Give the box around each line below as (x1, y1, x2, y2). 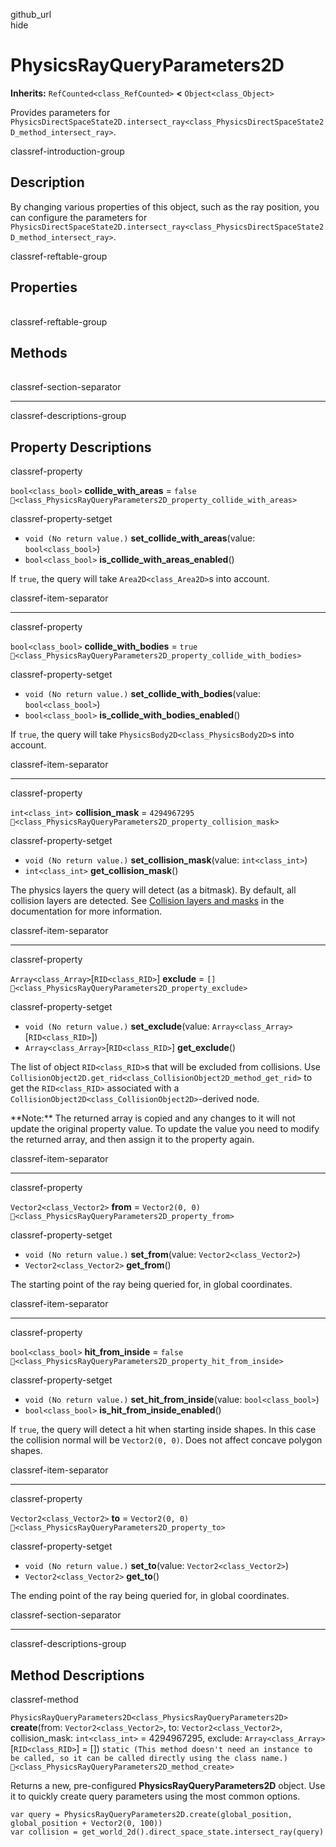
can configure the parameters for (10, 211, 148, 223)
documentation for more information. (10, 905, 163, 918)
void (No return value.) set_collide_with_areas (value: (24, 532, 256, 544)
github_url (10, 9, 52, 20)
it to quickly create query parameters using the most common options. (10, 1790, 301, 1802)
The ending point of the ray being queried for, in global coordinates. (10, 1590, 290, 1602)
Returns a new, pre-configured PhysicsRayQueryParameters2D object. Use (10, 1780, 326, 1791)
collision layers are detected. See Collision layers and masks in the (10, 895, 285, 907)
